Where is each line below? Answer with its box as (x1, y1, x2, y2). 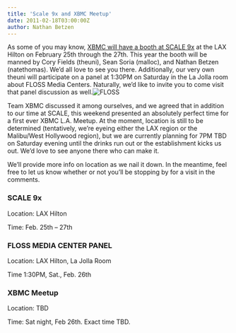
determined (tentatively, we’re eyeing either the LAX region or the (7, 124, 198, 133)
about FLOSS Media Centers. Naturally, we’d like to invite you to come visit (7, 81, 224, 89)
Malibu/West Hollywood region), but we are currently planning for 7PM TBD (7, 132, 228, 140)
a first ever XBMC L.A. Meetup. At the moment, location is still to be (7, 117, 203, 125)
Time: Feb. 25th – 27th (7, 223, 73, 231)
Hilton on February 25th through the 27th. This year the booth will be (7, 50, 207, 59)
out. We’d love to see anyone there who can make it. (7, 146, 160, 156)
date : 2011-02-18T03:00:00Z (7, 17, 90, 24)
